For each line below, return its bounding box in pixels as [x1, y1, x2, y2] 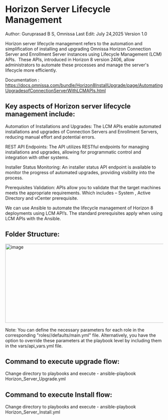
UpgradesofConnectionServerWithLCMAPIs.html [5, 87, 106, 93]
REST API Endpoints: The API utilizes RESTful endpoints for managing [5, 144, 149, 150]
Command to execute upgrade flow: [5, 357, 120, 366]
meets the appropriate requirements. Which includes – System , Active [5, 190, 151, 196]
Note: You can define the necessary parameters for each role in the [5, 327, 144, 333]
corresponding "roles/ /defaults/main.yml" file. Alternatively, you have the [5, 332, 156, 338]
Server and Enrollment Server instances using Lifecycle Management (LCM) [5, 51, 162, 57]
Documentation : [5, 77, 40, 83]
